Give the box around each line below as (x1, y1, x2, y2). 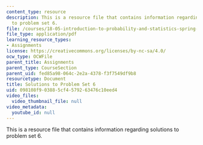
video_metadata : (6, 103, 47, 110)
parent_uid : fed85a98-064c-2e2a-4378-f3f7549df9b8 (6, 70, 137, 76)
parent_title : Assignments (6, 59, 74, 65)
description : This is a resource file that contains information (6, 14, 174, 20)
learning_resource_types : (6, 37, 71, 43)
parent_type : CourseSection (6, 64, 77, 71)
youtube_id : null (11, 110, 56, 116)
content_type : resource (6, 8, 66, 15)
